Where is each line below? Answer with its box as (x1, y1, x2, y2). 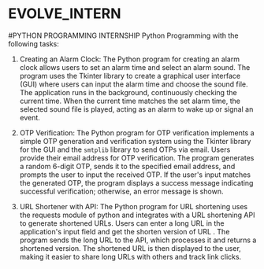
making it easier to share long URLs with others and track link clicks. (19, 252, 242, 261)
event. (19, 112, 41, 122)
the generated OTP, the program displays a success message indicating (19, 178, 254, 187)
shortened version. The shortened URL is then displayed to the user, (19, 243, 242, 252)
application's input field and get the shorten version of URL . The (19, 227, 230, 236)
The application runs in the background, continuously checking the (19, 87, 238, 97)
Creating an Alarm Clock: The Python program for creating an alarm (19, 54, 240, 64)
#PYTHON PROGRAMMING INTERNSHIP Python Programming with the (8, 31, 239, 40)
